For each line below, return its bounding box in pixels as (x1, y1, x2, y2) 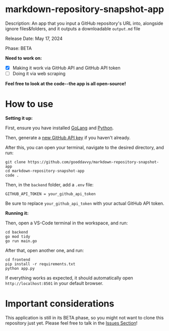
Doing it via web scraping (12, 71, 66, 76)
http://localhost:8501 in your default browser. (5, 280, 103, 286)
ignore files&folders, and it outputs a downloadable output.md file (5, 25, 140, 31)
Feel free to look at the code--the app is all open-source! (5, 81, 126, 87)
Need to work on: (5, 55, 42, 61)
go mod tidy (5, 234, 30, 239)
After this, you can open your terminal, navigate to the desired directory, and (5, 145, 164, 150)
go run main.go (5, 239, 37, 244)
